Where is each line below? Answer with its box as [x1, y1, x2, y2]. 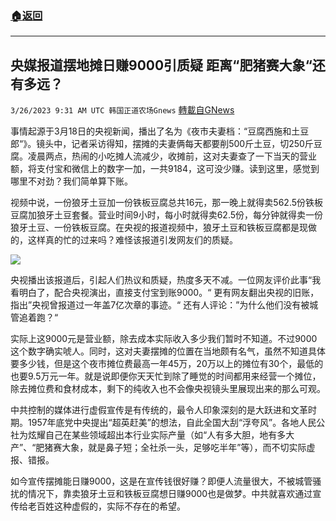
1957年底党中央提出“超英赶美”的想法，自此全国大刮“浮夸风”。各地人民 [27, 417, 317, 429]
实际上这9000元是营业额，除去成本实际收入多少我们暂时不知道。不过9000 [10, 333, 318, 345]
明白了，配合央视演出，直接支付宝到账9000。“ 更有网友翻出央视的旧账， [18, 287, 320, 299]
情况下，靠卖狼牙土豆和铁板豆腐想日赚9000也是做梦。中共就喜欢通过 [27, 488, 313, 500]
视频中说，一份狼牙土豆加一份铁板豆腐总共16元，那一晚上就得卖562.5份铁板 [10, 197, 324, 209]
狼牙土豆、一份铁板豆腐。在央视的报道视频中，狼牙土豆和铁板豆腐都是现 [10, 222, 308, 234]
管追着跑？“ [10, 312, 59, 324]
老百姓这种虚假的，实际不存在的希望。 [27, 500, 186, 512]
